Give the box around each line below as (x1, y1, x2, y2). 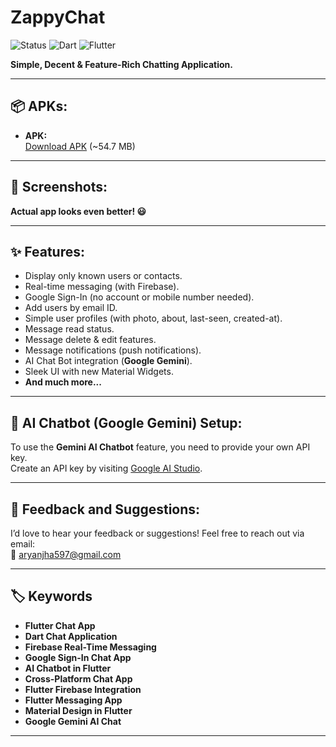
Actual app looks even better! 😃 (10, 205, 147, 217)
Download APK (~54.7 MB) (24, 140, 136, 152)
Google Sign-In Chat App (24, 651, 132, 663)
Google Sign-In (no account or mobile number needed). (24, 291, 255, 303)
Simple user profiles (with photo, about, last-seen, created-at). (24, 312, 283, 325)
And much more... (24, 376, 102, 388)
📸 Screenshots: (10, 179, 108, 196)
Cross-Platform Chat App (24, 672, 133, 685)
